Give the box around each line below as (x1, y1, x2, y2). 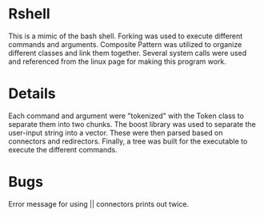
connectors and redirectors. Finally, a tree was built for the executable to (8, 136, 248, 146)
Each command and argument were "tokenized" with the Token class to (8, 111, 244, 120)
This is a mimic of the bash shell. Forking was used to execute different (8, 31, 242, 41)
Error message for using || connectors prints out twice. (8, 199, 190, 208)
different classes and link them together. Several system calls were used (8, 48, 247, 57)
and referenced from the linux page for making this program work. (8, 57, 226, 66)
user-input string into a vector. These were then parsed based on (8, 128, 223, 137)
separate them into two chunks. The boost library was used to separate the (8, 119, 256, 128)
